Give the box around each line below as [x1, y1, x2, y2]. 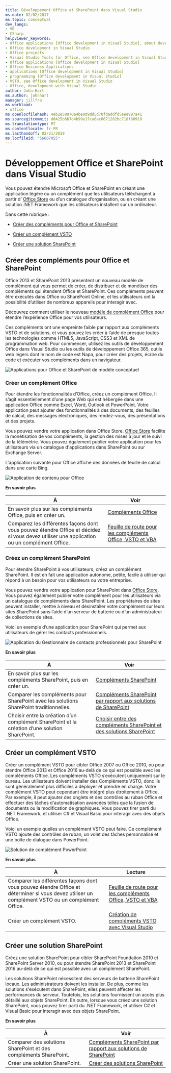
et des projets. [5, 418, 36, 424]
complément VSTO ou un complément [8, 896, 99, 904]
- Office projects [5, 50, 44, 55]
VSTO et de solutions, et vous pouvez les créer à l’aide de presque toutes [5, 330, 159, 336]
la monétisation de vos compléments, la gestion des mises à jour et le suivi [5, 433, 162, 439]
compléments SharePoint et [95, 721, 162, 729]
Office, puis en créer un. [8, 512, 66, 519]
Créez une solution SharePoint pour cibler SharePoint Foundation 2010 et [5, 955, 159, 961]
